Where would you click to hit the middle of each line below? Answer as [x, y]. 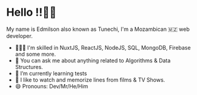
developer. [20, 36]
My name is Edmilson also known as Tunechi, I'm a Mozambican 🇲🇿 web [98, 29]
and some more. [35, 54]
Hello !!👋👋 [32, 12]
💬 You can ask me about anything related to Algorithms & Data [93, 61]
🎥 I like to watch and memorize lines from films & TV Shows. [90, 80]
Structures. [29, 67]
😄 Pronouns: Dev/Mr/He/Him [52, 86]
